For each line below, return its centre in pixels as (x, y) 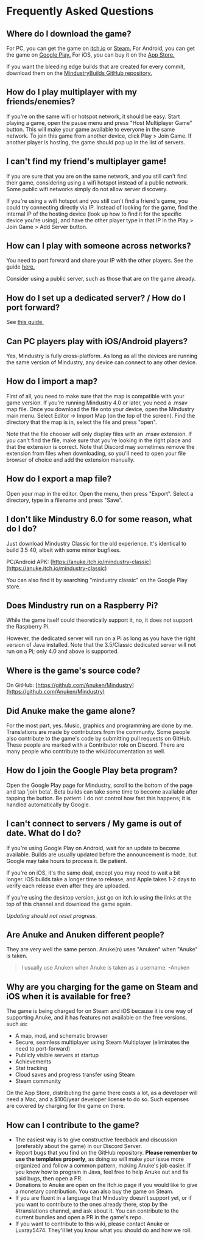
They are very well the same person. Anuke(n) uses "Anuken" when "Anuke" (102, 949)
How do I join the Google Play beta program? (92, 771)
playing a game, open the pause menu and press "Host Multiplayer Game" (100, 122)
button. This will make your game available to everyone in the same (91, 129)
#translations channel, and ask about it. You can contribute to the (97, 1211)
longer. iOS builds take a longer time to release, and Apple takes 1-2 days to (101, 879)
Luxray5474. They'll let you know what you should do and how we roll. (103, 1230)
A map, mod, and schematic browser (61, 1036)
